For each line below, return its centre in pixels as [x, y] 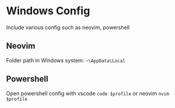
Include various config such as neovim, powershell [68, 27]
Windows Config [48, 11]
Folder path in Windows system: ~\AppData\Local [66, 60]
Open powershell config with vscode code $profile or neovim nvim [88, 93]
